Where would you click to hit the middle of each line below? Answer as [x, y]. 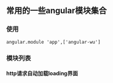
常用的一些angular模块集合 [56, 11]
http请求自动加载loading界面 [42, 73]
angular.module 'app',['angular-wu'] [53, 42]
